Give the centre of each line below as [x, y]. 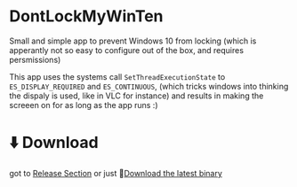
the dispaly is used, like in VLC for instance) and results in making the [136, 96]
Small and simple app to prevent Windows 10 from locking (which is [133, 41]
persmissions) [35, 59]
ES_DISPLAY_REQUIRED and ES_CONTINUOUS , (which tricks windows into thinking [149, 86]
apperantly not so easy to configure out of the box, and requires [127, 50]
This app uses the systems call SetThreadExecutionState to [117, 76]
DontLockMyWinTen [86, 16]
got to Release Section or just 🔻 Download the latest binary [116, 173]
